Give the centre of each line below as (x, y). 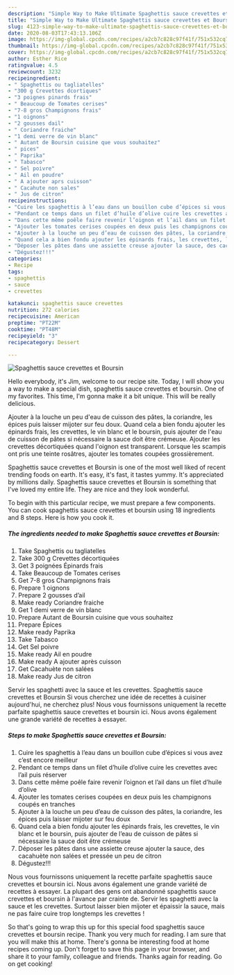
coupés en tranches (47, 804)
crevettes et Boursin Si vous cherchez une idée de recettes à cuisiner (107, 697)
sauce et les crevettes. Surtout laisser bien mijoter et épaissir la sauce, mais (116, 906)
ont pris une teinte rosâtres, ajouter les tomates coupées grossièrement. (111, 454)
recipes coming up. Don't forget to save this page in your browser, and (109, 949)
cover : (17, 53)
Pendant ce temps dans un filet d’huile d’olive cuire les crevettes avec (118, 768)
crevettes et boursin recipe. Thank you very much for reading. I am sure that (117, 935)
